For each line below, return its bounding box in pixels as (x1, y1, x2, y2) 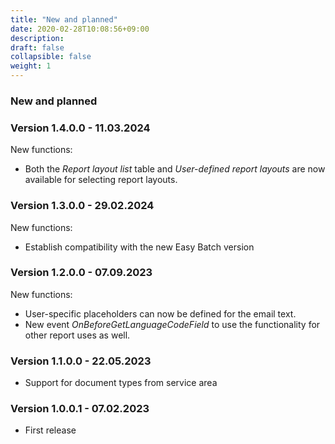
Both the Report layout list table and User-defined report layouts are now (24, 163, 326, 175)
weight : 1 (10, 61, 52, 71)
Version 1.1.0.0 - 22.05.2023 (10, 354, 152, 368)
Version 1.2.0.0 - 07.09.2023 (10, 266, 153, 280)
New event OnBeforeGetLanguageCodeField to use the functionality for (24, 318, 321, 330)
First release (24, 424, 77, 436)
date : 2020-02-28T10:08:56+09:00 (10, 24, 150, 34)
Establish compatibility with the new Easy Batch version (24, 241, 255, 253)
